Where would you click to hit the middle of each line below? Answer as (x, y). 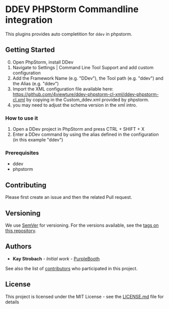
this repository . (21, 230)
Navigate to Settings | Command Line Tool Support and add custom (83, 67)
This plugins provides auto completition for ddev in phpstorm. (69, 34)
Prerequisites (22, 152)
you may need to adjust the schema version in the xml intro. (75, 105)
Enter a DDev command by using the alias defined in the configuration (86, 134)
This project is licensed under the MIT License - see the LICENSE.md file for (85, 296)
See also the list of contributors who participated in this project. (72, 268)
